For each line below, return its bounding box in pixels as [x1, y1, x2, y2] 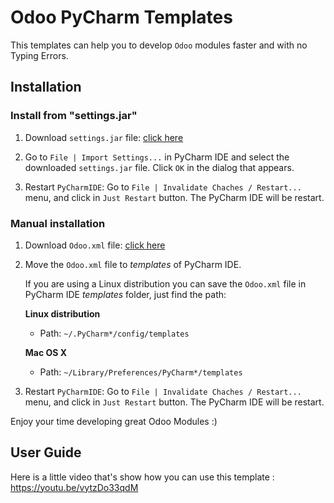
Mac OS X [24, 346, 68, 358]
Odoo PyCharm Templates [10, 6, 233, 29]
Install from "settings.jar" [10, 109, 138, 123]
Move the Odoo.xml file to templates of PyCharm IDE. [24, 258, 242, 270]
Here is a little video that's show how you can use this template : [10, 471, 275, 483]
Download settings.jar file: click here [24, 131, 184, 143]
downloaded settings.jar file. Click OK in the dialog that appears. [24, 161, 295, 173]
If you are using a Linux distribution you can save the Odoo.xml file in [24, 277, 307, 290]
